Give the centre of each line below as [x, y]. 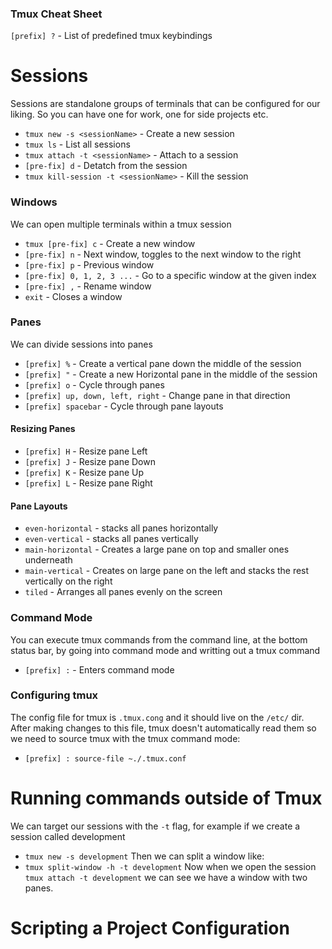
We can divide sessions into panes [81, 344]
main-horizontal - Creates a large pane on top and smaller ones [157, 549]
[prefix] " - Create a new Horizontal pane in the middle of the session [171, 374]
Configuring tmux [54, 695]
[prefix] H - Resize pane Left [86, 451]
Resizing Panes [43, 429]
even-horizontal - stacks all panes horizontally [121, 528]
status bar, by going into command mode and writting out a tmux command [165, 650]
